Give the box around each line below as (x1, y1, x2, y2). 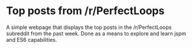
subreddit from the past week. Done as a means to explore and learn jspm (6, 30, 187, 37)
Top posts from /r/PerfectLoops (6, 4, 165, 18)
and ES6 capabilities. (6, 36, 57, 43)
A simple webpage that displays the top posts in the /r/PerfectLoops (6, 24, 172, 31)
